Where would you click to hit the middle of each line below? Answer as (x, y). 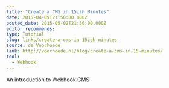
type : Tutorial (25, 34)
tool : (13, 57)
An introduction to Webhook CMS (48, 80)
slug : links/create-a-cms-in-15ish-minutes (62, 40)
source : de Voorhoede (33, 46)
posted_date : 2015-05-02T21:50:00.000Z (56, 23)
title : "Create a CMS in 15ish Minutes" (58, 12)
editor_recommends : (31, 29)
